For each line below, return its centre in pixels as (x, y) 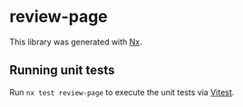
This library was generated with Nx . (76, 42)
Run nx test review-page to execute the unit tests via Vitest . (122, 92)
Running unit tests (62, 70)
